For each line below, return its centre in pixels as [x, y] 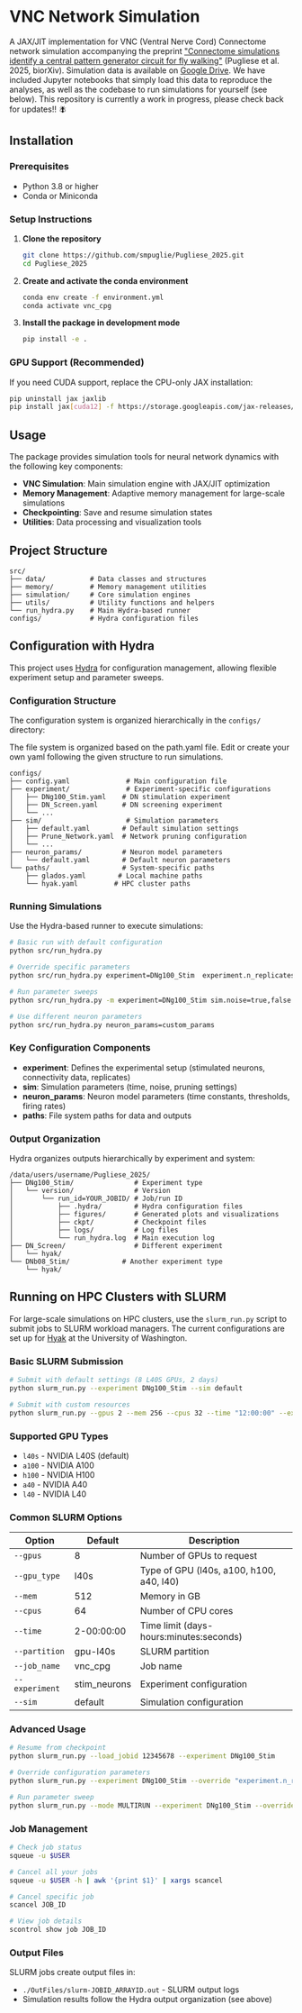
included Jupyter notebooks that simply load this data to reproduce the [141, 79]
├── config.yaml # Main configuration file [118, 781]
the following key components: [66, 467]
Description [214, 1541]
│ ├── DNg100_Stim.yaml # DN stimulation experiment [120, 797]
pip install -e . [55, 340]
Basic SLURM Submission [67, 1361]
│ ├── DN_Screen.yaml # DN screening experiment [116, 805]
